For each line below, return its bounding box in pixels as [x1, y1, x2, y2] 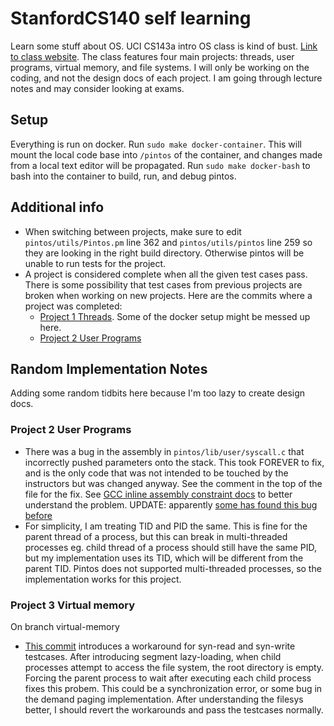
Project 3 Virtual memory [10, 598, 136, 612]
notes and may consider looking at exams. [10, 82, 185, 94]
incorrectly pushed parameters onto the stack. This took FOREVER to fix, [24, 456, 325, 468]
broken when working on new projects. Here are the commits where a [24, 289, 313, 301]
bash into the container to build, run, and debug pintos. [10, 170, 237, 182]
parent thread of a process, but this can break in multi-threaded [24, 530, 288, 542]
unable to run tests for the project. [24, 257, 167, 269]
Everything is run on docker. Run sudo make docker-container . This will [10, 138, 302, 150]
